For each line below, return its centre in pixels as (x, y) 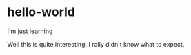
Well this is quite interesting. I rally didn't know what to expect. (96, 44)
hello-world (41, 12)
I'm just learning (30, 31)
